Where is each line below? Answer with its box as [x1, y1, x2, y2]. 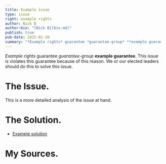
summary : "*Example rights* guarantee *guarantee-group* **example [5, 40, 147, 44]
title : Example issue [5, 7, 50, 12]
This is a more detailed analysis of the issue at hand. [5, 97, 112, 103]
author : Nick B [5, 21, 37, 26]
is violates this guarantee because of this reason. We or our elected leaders [5, 58, 159, 64]
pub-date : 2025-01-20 [5, 35, 50, 40]
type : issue [5, 12, 30, 17]
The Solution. [5, 114, 62, 125]
